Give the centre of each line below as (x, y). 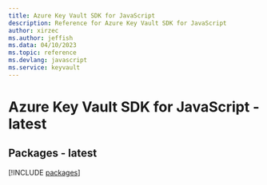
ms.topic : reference (43, 53)
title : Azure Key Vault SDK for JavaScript (82, 16)
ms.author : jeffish (41, 38)
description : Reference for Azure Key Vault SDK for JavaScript (118, 23)
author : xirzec (34, 30)
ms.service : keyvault (44, 68)
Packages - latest (53, 154)
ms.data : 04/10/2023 (43, 45)
